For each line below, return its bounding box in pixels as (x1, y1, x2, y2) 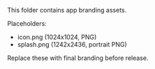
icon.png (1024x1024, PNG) (17, 33, 97, 41)
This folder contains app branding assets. (7, 6, 127, 14)
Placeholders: (7, 20, 47, 27)
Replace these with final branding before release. (7, 54, 149, 62)
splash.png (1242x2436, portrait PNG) (17, 40, 127, 48)
